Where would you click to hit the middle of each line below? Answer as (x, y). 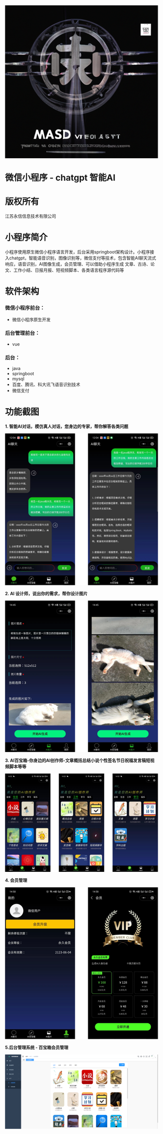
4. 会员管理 (16, 880)
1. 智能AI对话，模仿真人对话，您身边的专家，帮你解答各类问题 (67, 426)
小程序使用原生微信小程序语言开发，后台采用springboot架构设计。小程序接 (80, 252)
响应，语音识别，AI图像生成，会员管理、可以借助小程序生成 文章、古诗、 (78, 264)
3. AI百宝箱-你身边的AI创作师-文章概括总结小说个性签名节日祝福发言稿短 (78, 761)
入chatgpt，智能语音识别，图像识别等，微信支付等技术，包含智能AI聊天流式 (81, 258)
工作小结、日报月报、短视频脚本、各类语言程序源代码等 (69, 270)
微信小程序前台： (25, 308)
